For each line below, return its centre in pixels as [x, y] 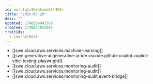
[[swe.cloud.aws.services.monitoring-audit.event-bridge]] [70, 76]
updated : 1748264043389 [29, 23]
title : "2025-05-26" [26, 14]
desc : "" [14, 18]
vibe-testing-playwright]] [37, 61]
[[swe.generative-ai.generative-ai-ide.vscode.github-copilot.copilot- [80, 55]
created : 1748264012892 [29, 28]
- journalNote [23, 37]
